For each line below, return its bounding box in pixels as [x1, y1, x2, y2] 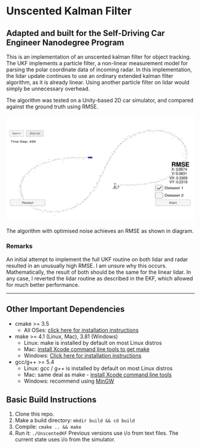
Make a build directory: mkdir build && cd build [14, 417, 135, 424]
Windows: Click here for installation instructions [23, 352, 142, 359]
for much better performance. [6, 281, 80, 288]
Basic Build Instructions [6, 395, 97, 405]
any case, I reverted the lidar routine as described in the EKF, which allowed [6, 274, 193, 282]
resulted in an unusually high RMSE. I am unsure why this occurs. [6, 262, 167, 269]
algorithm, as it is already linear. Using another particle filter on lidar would [6, 79, 190, 86]
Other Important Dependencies [6, 304, 125, 314]
